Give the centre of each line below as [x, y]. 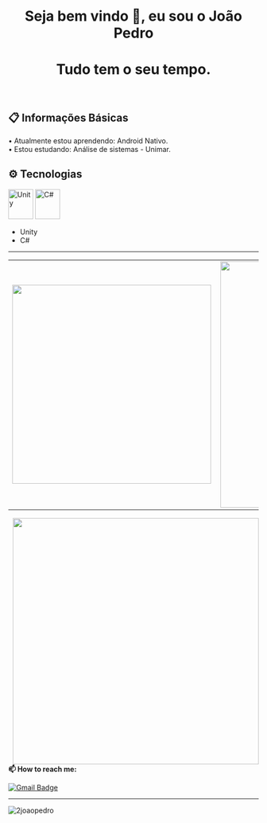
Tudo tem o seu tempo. [133, 70]
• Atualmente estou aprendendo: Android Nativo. [88, 140]
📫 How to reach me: [43, 769]
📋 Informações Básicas [68, 117]
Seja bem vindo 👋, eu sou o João [133, 16]
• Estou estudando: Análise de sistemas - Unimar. [89, 149]
